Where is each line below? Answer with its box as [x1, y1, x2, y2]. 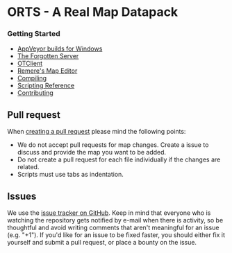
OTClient [17, 60, 43, 68]
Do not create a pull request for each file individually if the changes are [17, 155, 221, 164]
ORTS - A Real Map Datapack [7, 4, 179, 20]
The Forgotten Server [17, 52, 79, 60]
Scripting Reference [17, 81, 75, 90]
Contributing [17, 89, 53, 97]
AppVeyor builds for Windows [17, 44, 103, 53]
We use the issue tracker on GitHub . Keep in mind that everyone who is [7, 209, 211, 217]
